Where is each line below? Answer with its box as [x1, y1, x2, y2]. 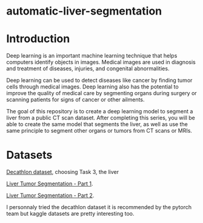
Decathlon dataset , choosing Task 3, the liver [6, 168, 119, 176]
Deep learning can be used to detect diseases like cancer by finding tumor [6, 77, 193, 84]
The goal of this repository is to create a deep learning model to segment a [6, 108, 193, 115]
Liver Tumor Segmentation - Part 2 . [6, 192, 95, 199]
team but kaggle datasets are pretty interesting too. [6, 210, 135, 218]
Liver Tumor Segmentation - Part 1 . [6, 180, 93, 187]
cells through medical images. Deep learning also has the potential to [6, 83, 179, 90]
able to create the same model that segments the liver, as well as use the [6, 121, 188, 128]
